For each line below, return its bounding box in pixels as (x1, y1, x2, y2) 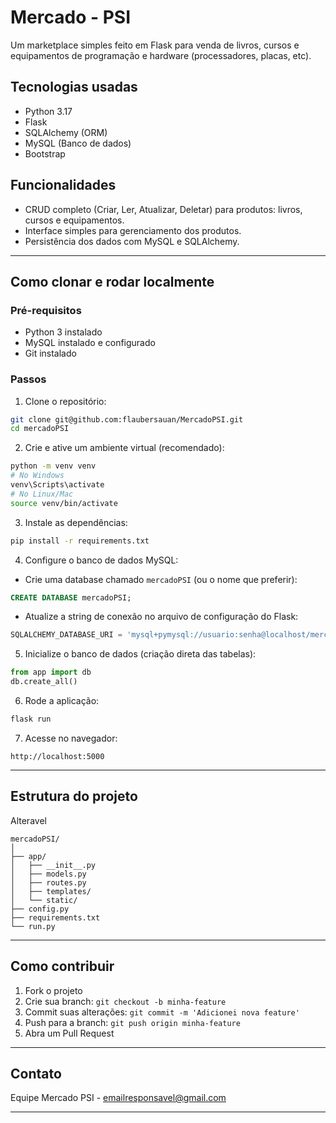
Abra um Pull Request (24, 1027, 115, 1039)
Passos (10, 372, 47, 386)
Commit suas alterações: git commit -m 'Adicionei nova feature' (24, 1006, 300, 1018)
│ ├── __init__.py (10, 860, 97, 870)
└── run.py (10, 921, 56, 931)
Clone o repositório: (24, 395, 107, 407)
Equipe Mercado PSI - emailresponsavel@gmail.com (10, 1092, 227, 1104)
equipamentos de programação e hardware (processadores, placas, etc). (10, 49, 312, 61)
